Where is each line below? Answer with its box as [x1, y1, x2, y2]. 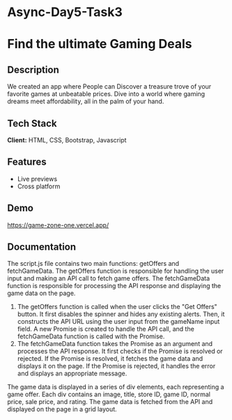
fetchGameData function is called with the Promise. [17, 332, 165, 340]
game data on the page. [7, 289, 76, 297]
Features [7, 156, 47, 168]
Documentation [7, 241, 77, 253]
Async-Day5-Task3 [7, 4, 123, 20]
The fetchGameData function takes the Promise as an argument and [17, 340, 213, 348]
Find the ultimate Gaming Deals [7, 36, 193, 52]
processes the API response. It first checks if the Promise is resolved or [17, 347, 223, 356]
